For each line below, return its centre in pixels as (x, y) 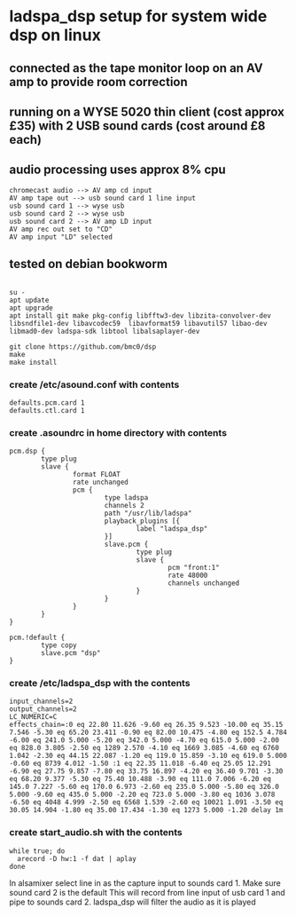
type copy (59, 645)
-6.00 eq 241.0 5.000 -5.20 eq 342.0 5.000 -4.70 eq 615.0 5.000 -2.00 (144, 740)
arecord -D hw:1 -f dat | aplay (77, 858)
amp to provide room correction (98, 82)
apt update (29, 300)
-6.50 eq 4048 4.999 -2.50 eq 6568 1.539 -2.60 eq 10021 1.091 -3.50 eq (146, 802)
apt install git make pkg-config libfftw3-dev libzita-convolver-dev (140, 316)
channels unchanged (204, 583)
